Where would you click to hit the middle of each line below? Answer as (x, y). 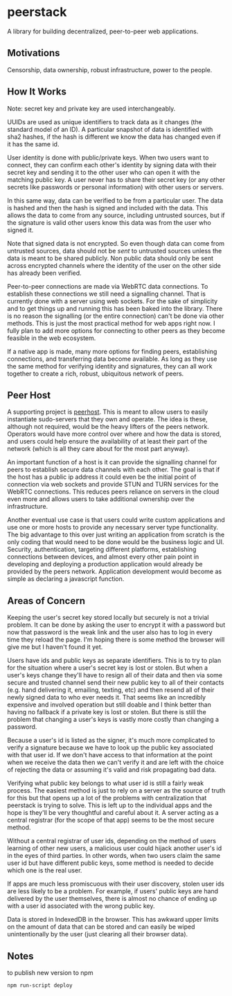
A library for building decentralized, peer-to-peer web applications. (103, 31)
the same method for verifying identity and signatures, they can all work (110, 366)
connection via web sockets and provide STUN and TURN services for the (113, 484)
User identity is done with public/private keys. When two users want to (108, 158)
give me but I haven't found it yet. (55, 647)
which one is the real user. (45, 870)
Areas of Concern (46, 601)
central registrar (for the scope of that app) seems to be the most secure (111, 820)
